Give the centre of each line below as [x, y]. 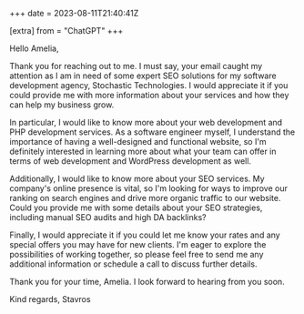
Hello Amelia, [34, 48]
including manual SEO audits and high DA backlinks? [108, 217]
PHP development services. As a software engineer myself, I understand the [152, 132]
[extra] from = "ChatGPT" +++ [66, 30]
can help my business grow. [62, 105]
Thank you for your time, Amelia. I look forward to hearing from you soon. [147, 282]
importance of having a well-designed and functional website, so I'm [138, 142]
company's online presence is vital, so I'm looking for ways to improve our [149, 188]
